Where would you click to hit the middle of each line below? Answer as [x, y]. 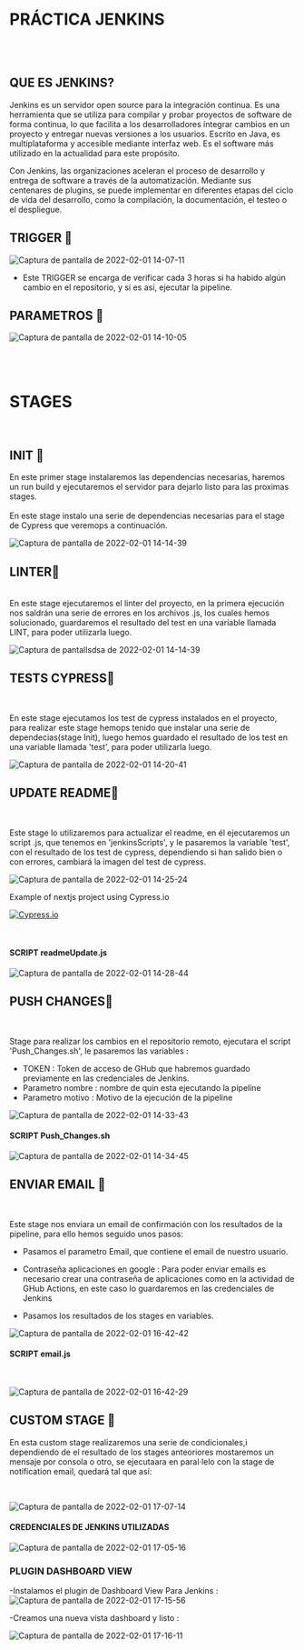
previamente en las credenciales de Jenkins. [106, 1078]
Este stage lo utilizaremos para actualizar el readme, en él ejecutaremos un [150, 833]
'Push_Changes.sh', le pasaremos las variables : [99, 1051]
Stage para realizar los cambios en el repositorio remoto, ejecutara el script [150, 1041]
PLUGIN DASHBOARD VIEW [71, 1571]
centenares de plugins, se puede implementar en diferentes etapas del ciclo [152, 190]
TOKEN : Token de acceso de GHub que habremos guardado [137, 1068]
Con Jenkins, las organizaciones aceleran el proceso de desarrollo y [137, 170]
